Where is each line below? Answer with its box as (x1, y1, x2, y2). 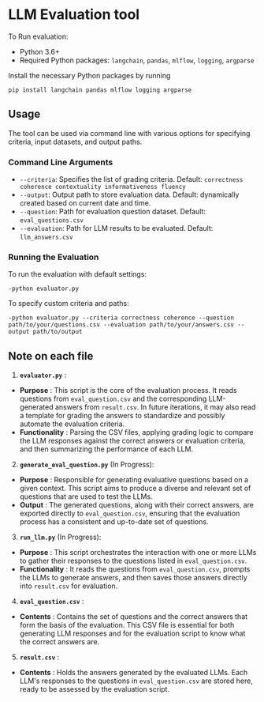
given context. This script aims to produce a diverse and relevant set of (19, 484, 251, 493)
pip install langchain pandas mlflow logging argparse (8, 85, 192, 94)
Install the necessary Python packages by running (8, 70, 171, 80)
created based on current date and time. (19, 198, 151, 208)
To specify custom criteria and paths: (8, 299, 129, 308)
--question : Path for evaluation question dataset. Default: (19, 207, 206, 217)
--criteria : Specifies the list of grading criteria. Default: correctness (19, 175, 244, 184)
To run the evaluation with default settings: (8, 270, 147, 279)
